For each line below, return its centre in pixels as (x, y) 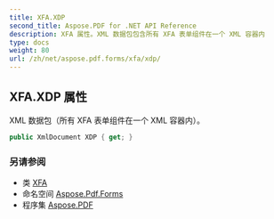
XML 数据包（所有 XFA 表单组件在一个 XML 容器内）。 (107, 120)
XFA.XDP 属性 (48, 97)
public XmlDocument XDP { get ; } (71, 137)
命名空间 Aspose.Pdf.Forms (73, 193)
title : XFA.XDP (37, 17)
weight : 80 (29, 51)
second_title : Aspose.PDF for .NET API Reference (103, 26)
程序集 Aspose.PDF (57, 205)
